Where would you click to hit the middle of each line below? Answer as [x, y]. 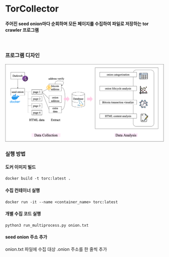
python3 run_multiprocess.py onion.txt [47, 225]
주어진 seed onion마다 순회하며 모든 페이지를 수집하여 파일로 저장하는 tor [77, 24]
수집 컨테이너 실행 [23, 190]
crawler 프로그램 [22, 30]
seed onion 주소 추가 [26, 237]
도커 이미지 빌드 [21, 167]
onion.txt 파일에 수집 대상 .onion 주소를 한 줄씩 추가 [56, 249]
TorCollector [32, 9]
